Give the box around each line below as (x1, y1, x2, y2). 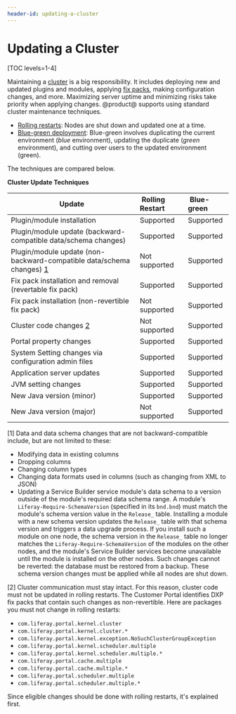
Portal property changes (11, 336, 91, 346)
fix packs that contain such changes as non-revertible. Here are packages (7, 597, 222, 606)
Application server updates (11, 368, 100, 378)
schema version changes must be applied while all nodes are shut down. (17, 569, 228, 578)
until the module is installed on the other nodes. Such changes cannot (17, 554, 220, 562)
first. (7, 699, 21, 708)
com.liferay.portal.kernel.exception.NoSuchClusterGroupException (17, 635, 216, 642)
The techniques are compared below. (7, 164, 115, 173)
